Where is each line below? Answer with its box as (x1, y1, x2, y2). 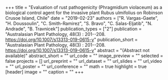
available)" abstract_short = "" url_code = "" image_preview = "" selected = (5, 53, 163, 59)
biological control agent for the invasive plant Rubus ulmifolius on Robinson (5, 10, 163, 16)
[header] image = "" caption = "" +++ (5, 69, 84, 75)
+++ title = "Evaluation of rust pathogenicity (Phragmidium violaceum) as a (5, 5, 162, 10)
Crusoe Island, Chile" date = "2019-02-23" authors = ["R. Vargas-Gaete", (5, 15, 159, 21)
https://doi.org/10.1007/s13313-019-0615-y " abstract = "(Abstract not (5, 48, 150, 53)
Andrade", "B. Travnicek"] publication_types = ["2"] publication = (5, 26, 142, 32)
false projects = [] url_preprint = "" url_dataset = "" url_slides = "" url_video (5, 58, 162, 64)
